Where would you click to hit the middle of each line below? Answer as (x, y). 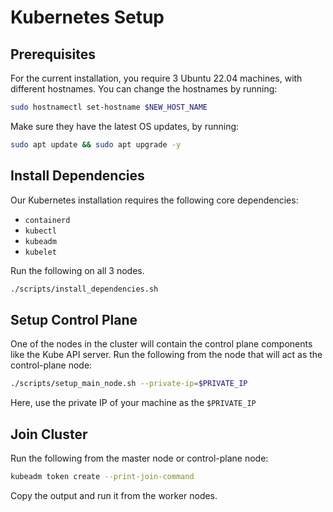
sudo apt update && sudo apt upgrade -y (96, 144)
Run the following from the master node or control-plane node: (139, 458)
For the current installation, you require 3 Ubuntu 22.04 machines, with (156, 78)
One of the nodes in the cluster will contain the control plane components (161, 344)
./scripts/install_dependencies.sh (84, 289)
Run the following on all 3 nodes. (77, 270)
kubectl (40, 231)
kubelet (40, 252)
